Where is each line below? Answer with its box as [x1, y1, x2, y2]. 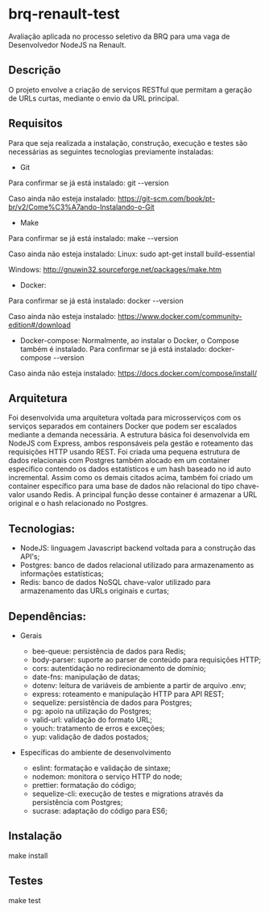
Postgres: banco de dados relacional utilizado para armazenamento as [19, 561, 255, 570]
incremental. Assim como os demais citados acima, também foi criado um [8, 473, 254, 483]
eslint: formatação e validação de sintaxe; [31, 763, 171, 773]
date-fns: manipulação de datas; [31, 672, 141, 682]
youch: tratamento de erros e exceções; [31, 723, 165, 733]
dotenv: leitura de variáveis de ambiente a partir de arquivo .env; [31, 681, 247, 690]
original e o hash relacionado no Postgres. [8, 499, 148, 508]
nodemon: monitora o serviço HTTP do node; [31, 772, 183, 781]
